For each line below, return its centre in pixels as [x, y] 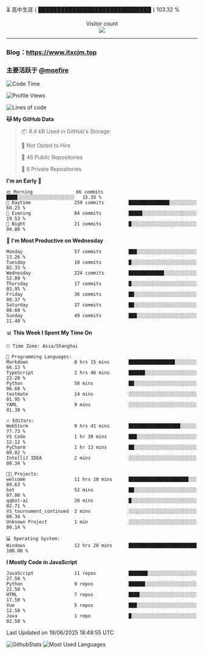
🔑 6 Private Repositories [51, 169]
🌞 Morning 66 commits [55, 192]
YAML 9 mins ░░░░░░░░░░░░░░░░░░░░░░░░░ [102, 405]
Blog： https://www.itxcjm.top [52, 52]
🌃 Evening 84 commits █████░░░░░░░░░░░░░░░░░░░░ [102, 213]
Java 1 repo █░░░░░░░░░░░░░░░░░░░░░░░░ [102, 616]
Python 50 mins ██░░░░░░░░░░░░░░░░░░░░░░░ [102, 384]
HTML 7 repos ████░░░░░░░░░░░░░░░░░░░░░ [102, 595]
